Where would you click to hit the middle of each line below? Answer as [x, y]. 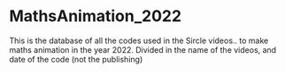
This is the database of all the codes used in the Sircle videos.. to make [139, 40]
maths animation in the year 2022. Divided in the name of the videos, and [143, 49]
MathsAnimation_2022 [96, 16]
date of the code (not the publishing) [76, 59]
